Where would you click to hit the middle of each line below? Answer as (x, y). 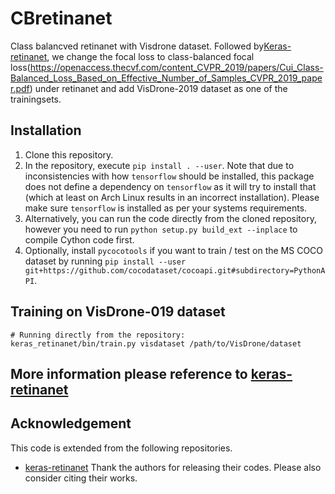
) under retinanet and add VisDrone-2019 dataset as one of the (158, 88)
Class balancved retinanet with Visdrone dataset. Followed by (137, 46)
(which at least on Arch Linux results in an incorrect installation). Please (172, 197)
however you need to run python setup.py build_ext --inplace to (161, 229)
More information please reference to (129, 373)
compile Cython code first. (79, 239)
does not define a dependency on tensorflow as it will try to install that (170, 186)
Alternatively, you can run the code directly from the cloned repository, (170, 218)
